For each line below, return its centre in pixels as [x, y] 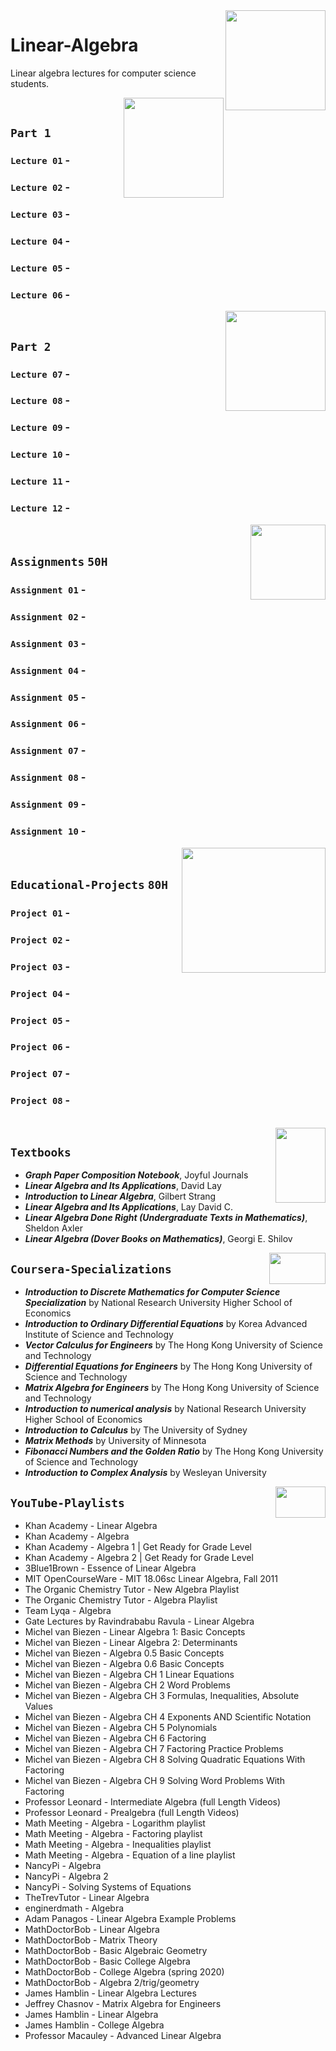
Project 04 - [40, 993]
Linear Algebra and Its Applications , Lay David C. [129, 1207]
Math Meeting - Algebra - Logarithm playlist [115, 1823]
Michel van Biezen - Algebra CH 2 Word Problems [127, 1685]
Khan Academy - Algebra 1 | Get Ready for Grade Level [138, 1547]
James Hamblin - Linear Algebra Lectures [110, 1993]
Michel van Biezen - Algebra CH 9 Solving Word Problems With [154, 1781]
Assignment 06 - [48, 724]
